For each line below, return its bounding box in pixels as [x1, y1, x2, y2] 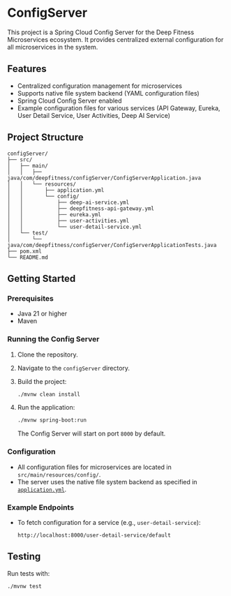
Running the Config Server [7, 334, 100, 344]
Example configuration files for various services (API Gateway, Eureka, [17, 103, 221, 112]
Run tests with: [7, 569, 50, 577]
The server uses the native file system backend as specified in [17, 477, 198, 486]
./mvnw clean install [17, 391, 80, 398]
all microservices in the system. [7, 43, 98, 51]
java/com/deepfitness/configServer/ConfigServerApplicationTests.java [7, 241, 217, 248]
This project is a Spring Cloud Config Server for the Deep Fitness [7, 28, 194, 36]
